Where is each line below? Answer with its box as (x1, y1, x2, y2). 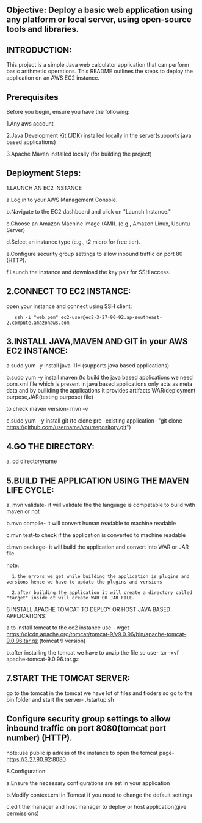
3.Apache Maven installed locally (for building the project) (6, 150, 152, 158)
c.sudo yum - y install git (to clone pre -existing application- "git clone (6, 417, 182, 424)
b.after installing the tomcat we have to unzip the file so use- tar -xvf (6, 649, 179, 656)
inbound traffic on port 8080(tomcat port (6, 723, 167, 734)
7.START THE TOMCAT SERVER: (6, 673, 131, 683)
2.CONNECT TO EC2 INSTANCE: (6, 286, 131, 296)
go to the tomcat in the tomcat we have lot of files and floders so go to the (6, 689, 193, 697)
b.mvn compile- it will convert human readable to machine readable (6, 520, 176, 527)
